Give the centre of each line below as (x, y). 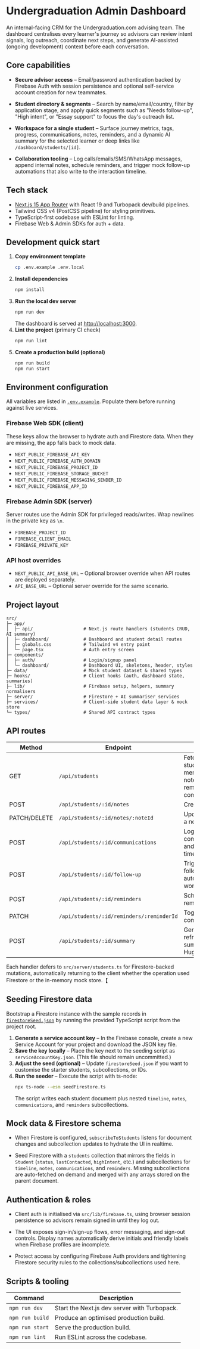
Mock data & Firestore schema (64, 1123)
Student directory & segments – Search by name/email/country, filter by (104, 104)
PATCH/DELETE (31, 818)
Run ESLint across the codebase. (101, 1337)
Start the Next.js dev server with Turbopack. (116, 1308)
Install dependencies (41, 279)
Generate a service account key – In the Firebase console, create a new (104, 1038)
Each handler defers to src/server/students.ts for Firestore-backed (90, 967)
